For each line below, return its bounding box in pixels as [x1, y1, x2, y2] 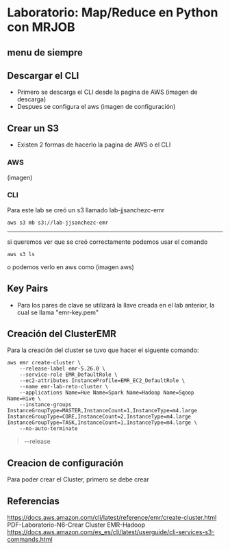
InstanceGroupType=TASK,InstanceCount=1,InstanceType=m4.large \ [7, 419, 197, 426]
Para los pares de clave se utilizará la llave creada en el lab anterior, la [16, 301, 215, 309]
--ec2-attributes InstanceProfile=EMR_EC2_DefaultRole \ [19, 377, 186, 384]
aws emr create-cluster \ [7, 360, 81, 366]
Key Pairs [7, 283, 49, 295]
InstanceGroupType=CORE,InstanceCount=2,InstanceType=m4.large [7, 413, 192, 421]
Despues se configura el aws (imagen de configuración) [16, 103, 176, 111]
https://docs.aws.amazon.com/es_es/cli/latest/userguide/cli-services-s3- [7, 528, 215, 536]
